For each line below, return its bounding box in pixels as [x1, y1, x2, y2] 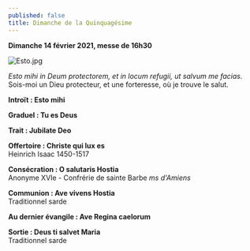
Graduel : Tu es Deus [8, 110, 77, 119]
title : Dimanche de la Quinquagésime [8, 19, 132, 27]
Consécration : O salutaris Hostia [8, 164, 119, 174]
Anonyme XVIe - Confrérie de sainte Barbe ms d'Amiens [8, 173, 191, 182]
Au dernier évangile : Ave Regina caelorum [8, 212, 151, 221]
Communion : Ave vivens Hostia [8, 188, 116, 197]
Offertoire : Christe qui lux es [8, 140, 105, 150]
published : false [8, 11, 65, 20]
